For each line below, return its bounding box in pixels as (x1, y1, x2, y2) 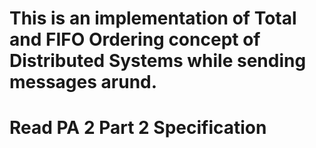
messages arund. (9, 71, 158, 94)
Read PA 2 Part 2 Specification (9, 117, 267, 139)
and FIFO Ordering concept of (9, 28, 261, 51)
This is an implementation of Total (9, 7, 297, 30)
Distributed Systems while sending (9, 50, 307, 72)
